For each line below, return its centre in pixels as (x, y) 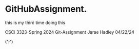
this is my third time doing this (35, 23)
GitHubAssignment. (46, 9)
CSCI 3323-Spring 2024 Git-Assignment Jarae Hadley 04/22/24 (70, 32)
